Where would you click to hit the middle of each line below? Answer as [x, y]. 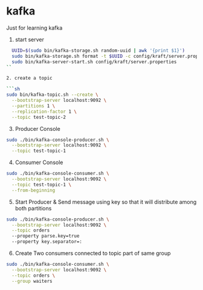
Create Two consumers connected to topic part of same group [93, 253]
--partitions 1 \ [34, 106]
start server [29, 39]
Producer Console [37, 128]
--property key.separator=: [47, 242]
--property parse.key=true [46, 236]
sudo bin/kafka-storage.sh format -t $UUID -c [71, 56]
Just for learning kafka [34, 28]
